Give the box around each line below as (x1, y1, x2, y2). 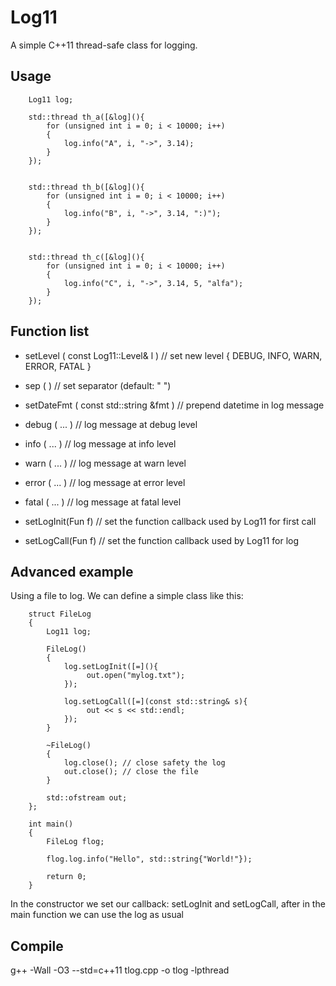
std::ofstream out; (46, 793, 128, 803)
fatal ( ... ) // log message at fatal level (24, 496, 182, 508)
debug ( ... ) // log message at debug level (24, 418, 198, 430)
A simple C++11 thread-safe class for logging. (10, 39, 198, 51)
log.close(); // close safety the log (63, 758, 226, 768)
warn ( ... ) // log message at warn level (24, 457, 187, 469)
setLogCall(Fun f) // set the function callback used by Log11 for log (24, 534, 300, 546)
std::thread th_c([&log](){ (28, 252, 145, 262)
